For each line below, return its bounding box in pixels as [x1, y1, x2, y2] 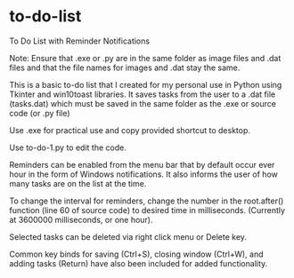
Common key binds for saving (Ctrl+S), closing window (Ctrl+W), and [9, 249, 265, 259]
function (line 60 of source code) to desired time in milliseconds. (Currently [9, 204, 286, 215]
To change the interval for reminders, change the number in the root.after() [9, 195, 284, 206]
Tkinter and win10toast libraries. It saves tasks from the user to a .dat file [9, 89, 276, 99]
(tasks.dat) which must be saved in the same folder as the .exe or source [9, 98, 276, 108]
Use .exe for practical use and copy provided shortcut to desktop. [9, 124, 251, 135]
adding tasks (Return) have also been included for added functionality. [9, 258, 268, 268]
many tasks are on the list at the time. [9, 178, 147, 188]
